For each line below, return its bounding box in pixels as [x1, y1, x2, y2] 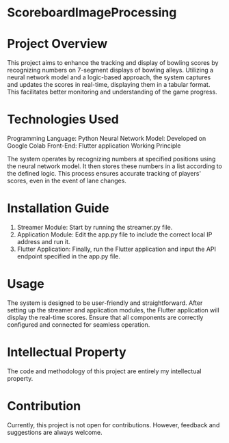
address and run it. [16, 238, 70, 245]
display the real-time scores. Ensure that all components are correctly [7, 313, 204, 321]
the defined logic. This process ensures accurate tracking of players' [7, 170, 202, 178]
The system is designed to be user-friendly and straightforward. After [7, 299, 203, 307]
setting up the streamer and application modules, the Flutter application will [7, 306, 220, 314]
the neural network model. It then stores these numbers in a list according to [7, 162, 222, 170]
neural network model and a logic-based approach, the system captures [7, 73, 211, 81]
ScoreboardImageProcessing [7, 5, 177, 21]
